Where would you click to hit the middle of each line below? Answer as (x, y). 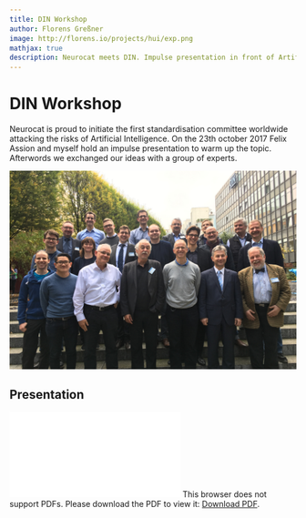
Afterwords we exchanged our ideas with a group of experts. (123, 158)
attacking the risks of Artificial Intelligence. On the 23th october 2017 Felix (148, 139)
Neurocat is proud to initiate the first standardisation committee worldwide (149, 129)
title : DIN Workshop (49, 19)
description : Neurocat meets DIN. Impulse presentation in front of (142, 58)
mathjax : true (36, 48)
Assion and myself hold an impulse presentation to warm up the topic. (141, 148)
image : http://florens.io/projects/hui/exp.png (102, 38)
